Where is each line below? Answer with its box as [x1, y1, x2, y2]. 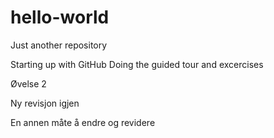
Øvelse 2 [10, 77, 47, 90]
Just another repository [10, 39, 108, 51]
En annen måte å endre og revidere [10, 116, 156, 128]
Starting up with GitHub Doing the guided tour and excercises [10, 58, 264, 70]
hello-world [10, 6, 110, 29]
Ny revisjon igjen [10, 97, 80, 109]
